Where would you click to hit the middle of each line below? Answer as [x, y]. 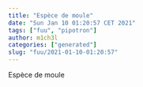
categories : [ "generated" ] [53, 45]
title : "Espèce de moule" [51, 15]
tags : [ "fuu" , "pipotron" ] [53, 30]
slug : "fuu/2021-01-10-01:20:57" [63, 52]
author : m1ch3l [33, 38]
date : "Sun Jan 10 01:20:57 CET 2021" [72, 23]
